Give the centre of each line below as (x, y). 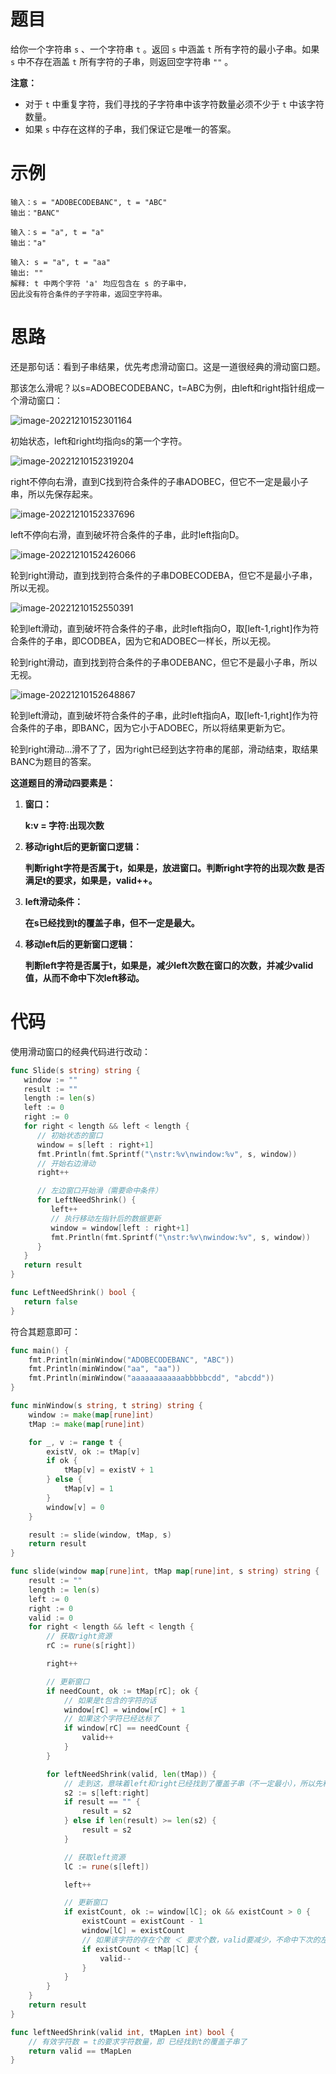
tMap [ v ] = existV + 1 (109, 1470)
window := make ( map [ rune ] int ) (91, 1415)
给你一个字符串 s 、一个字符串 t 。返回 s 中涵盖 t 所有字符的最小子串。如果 (165, 49)
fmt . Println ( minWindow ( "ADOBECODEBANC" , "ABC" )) (131, 1360)
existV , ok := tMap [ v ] (93, 1451)
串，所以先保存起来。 (54, 494)
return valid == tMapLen (80, 2051)
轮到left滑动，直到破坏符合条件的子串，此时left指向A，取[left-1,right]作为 (160, 715)
